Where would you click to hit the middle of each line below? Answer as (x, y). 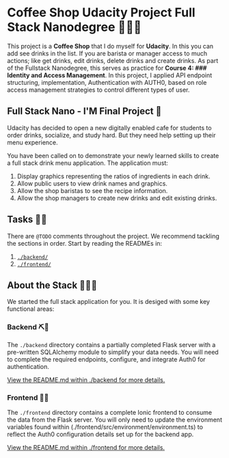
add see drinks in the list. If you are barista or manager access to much (107, 53)
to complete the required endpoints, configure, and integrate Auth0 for (107, 359)
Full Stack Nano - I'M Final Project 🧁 (84, 111)
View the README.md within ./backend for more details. (86, 380)
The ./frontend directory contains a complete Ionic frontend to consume (110, 412)
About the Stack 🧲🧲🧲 (52, 285)
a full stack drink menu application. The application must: (88, 163)
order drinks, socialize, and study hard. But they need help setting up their (111, 135)
